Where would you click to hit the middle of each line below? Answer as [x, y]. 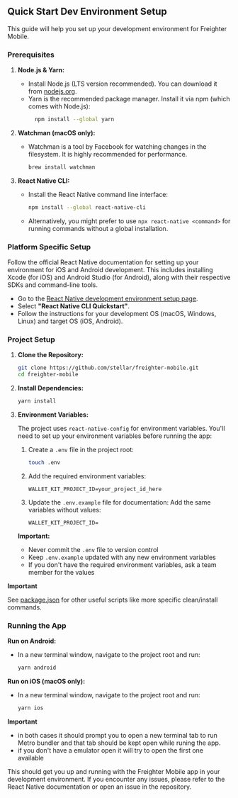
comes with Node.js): [59, 106]
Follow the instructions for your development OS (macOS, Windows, [117, 314]
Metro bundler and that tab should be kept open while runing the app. [119, 743]
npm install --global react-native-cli [87, 207]
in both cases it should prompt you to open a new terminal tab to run [118, 735]
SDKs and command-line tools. [52, 285]
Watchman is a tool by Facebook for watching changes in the [117, 146]
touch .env [44, 462]
